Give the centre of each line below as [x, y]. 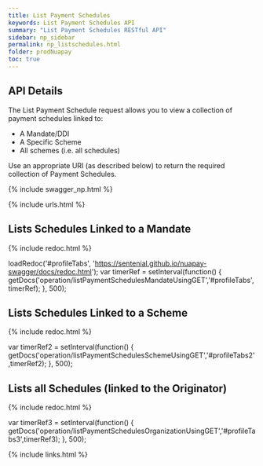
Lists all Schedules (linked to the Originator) [118, 389]
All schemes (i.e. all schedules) [69, 150]
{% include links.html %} [48, 455]
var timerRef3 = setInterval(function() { [71, 423]
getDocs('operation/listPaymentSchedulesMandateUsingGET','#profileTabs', [131, 280]
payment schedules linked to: [56, 118]
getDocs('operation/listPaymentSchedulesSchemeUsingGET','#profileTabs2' [131, 355]
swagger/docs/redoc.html [50, 271]
